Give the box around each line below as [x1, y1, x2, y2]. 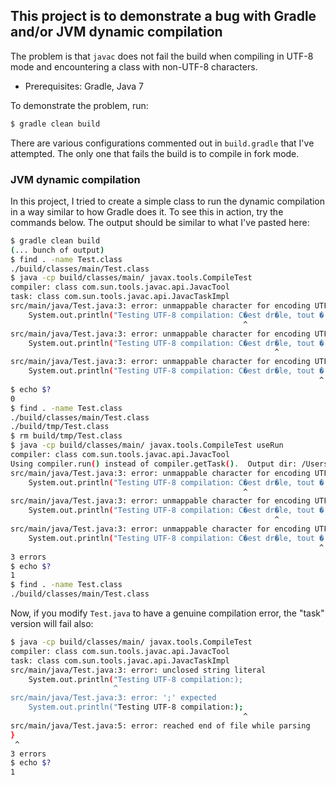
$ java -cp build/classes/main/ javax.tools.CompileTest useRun [10, 440, 284, 451]
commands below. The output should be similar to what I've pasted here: [10, 216, 310, 228]
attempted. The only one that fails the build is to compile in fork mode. [10, 147, 300, 159]
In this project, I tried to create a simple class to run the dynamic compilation [10, 195, 326, 207]
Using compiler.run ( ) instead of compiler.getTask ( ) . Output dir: [10, 459, 298, 469]
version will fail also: [10, 618, 94, 630]
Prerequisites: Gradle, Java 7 [24, 80, 144, 92]
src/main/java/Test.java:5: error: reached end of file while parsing [10, 720, 311, 731]
